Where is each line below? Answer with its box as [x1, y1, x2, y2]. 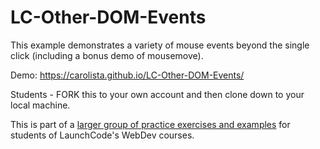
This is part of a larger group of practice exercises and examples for [10, 118, 291, 130]
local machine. [10, 99, 71, 111]
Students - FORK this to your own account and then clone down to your [10, 88, 305, 100]
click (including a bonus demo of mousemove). [10, 49, 204, 61]
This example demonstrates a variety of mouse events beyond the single [10, 39, 310, 51]
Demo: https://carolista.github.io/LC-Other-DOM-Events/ [10, 69, 245, 81]
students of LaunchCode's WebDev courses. [10, 129, 195, 141]
